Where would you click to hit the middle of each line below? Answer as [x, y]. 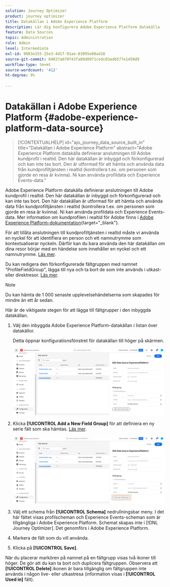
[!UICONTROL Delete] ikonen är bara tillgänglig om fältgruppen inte [76, 568]
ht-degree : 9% [20, 75]
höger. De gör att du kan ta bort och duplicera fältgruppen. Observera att [81, 563]
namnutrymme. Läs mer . [31, 254]
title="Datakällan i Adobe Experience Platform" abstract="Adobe [85, 147]
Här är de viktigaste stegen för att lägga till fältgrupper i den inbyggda [78, 310]
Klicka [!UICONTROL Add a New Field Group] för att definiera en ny [83, 423]
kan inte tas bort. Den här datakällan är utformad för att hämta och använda [84, 201]
